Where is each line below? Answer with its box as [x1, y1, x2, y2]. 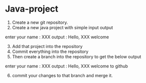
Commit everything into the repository [12, 49, 89, 54]
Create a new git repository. [12, 19, 68, 25]
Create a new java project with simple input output [12, 24, 113, 30]
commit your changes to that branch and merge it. [12, 72, 113, 78]
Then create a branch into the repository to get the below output [12, 53, 142, 59]
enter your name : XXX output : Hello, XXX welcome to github [5, 63, 128, 69]
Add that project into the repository [12, 43, 83, 49]
